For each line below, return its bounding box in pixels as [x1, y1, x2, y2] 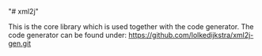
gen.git [8, 39, 32, 48]
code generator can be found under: [8, 31, 127, 39]
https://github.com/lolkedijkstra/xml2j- [128, 31, 254, 39]
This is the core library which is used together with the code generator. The [8, 22, 254, 31]
